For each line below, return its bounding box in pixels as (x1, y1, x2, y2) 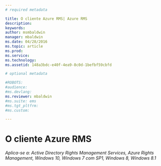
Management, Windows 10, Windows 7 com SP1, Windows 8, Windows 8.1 (5, 155, 157, 161)
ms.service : (5, 53, 30, 58)
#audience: (5, 85, 28, 90)
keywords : (5, 25, 26, 30)
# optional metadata (5, 71, 48, 76)
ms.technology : (5, 57, 37, 62)
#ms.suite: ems (5, 99, 37, 104)
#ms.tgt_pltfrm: (5, 103, 39, 108)
